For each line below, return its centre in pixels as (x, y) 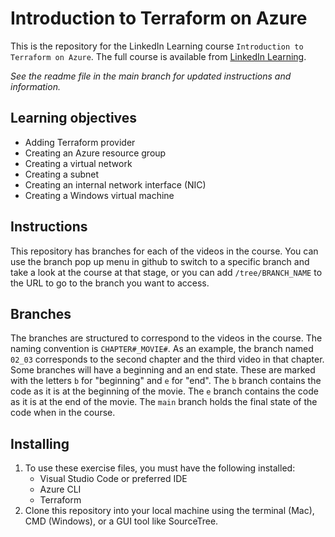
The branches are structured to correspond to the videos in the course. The (166, 338)
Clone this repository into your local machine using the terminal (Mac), (169, 511)
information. (35, 86)
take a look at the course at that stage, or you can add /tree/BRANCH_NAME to (166, 272)
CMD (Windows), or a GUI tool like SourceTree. (121, 521)
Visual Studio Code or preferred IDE (113, 479)
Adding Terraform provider (80, 142)
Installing (40, 443)
